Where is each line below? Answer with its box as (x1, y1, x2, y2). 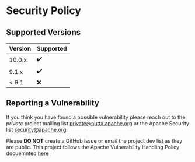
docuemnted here (6, 150, 49, 157)
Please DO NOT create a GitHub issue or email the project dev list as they (6, 137, 183, 144)
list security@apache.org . (6, 126, 68, 133)
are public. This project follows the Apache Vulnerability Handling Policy (6, 143, 180, 150)
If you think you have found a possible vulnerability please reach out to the (6, 114, 186, 121)
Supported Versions (6, 27, 81, 37)
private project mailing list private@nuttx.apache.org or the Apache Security (6, 119, 190, 126)
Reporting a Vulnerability (6, 98, 99, 108)
